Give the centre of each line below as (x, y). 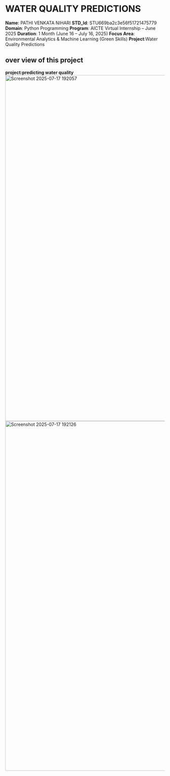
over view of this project (44, 60)
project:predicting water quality (39, 72)
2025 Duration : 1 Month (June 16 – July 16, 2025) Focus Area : (70, 33)
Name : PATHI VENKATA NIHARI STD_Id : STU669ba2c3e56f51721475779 (81, 23)
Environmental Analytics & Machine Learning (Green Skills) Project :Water (81, 39)
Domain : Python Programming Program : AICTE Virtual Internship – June (80, 28)
